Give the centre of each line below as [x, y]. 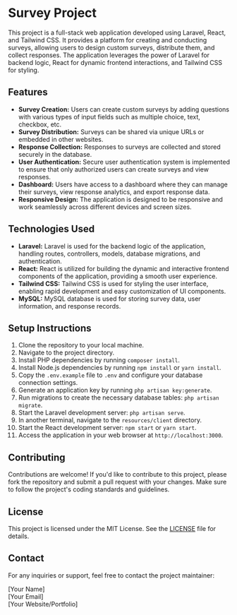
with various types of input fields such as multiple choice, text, [109, 117]
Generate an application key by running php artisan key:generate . [115, 390]
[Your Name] [26, 589]
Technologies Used [51, 229]
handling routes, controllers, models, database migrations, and [109, 253]
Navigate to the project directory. [66, 353]
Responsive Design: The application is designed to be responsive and [120, 199]
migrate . [30, 405]
